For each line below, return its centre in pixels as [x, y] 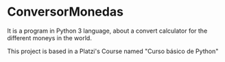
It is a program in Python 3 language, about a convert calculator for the [107, 31]
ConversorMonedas [65, 12]
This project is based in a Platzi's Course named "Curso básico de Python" [113, 51]
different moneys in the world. [50, 37]
